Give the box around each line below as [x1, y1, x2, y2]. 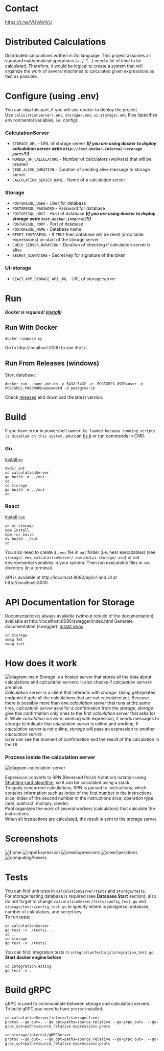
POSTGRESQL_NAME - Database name [12, 226, 82, 232]
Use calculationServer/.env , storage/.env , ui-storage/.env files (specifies [5, 112, 158, 118]
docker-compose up [5, 336, 43, 341]
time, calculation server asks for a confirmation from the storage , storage [5, 705, 153, 711]
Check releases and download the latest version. [5, 394, 104, 400]
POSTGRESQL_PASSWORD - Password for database [12, 205, 105, 211]
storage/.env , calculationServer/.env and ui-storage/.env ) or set [5, 554, 140, 560]
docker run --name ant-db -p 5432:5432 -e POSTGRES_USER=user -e [5, 382, 143, 387]
